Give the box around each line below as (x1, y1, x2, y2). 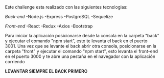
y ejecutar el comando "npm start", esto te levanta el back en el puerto (5, 38, 148, 44)
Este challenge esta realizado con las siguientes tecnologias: (5, 4, 128, 10)
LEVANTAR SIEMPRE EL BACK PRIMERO (5, 68, 88, 74)
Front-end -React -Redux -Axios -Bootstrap (5, 23, 93, 29)
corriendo (5, 59, 25, 64)
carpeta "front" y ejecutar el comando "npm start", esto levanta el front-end (5, 49, 158, 54)
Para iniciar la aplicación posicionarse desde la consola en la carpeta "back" (5, 33, 160, 38)
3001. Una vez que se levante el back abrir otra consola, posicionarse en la (5, 43, 157, 49)
